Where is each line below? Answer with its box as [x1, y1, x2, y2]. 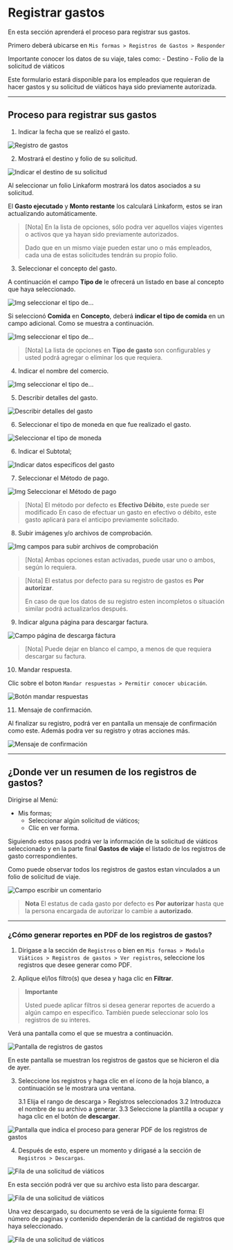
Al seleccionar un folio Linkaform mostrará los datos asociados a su [8, 181, 201, 190]
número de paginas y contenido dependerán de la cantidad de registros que [8, 1214, 225, 1222]
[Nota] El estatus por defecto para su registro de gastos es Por [24, 576, 205, 585]
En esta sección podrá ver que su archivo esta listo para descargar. [8, 1180, 200, 1188]
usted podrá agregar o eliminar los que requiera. [24, 353, 163, 361]
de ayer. [8, 1063, 31, 1072]
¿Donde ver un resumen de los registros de [8, 766, 197, 778]
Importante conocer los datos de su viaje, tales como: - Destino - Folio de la [8, 54, 224, 63]
